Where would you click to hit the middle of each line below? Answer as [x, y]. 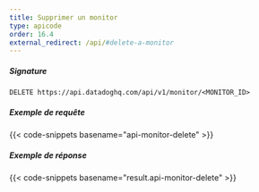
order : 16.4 [31, 34]
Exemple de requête [47, 112]
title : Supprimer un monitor [64, 17]
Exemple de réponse [48, 155]
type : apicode [36, 26]
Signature [28, 71]
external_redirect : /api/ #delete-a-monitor [92, 42]
